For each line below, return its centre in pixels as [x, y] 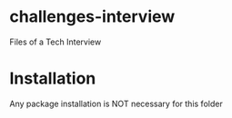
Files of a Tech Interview [55, 42]
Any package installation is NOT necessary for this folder [116, 103]
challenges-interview [92, 17]
